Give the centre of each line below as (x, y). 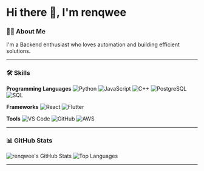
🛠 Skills (18, 73)
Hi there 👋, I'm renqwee (66, 12)
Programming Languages (39, 88)
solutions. (19, 51)
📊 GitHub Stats (29, 141)
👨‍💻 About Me (26, 32)
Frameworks (22, 106)
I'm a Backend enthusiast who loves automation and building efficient (93, 44)
